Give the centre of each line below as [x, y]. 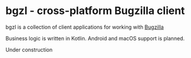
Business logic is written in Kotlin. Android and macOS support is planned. [95, 38]
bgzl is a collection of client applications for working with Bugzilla [85, 27]
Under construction [29, 50]
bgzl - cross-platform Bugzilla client [95, 11]
